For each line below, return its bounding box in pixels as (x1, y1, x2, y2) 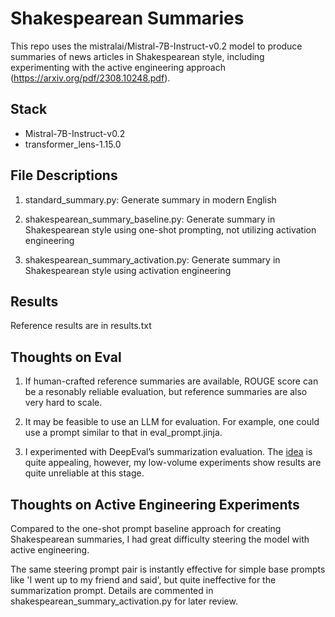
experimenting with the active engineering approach (10, 61, 226, 73)
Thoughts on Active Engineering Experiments (10, 496, 300, 513)
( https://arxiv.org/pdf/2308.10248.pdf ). (10, 72, 171, 84)
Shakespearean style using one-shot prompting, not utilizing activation (24, 223, 317, 236)
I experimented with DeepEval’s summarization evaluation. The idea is (24, 446, 313, 458)
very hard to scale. (24, 397, 103, 409)
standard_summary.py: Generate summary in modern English (24, 193, 277, 206)
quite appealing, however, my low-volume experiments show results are (24, 457, 322, 469)
